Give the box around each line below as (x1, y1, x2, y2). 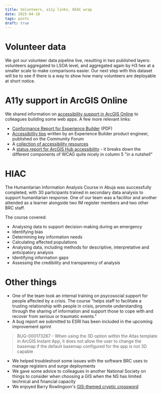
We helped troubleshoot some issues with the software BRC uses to (12, 358, 148, 363)
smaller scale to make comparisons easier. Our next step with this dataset (5, 68, 153, 74)
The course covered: (5, 214, 47, 221)
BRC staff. (5, 205, 25, 211)
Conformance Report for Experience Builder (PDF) (12, 126, 113, 131)
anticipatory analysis (12, 250, 54, 255)
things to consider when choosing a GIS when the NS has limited (12, 374, 142, 379)
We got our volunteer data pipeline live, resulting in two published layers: (5, 58, 150, 63)
